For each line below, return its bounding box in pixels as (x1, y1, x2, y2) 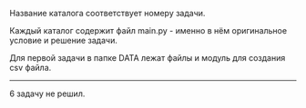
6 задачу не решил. (9, 88, 86, 99)
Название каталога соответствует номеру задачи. (9, 8, 206, 18)
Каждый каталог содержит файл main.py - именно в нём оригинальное (9, 25, 288, 35)
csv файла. (9, 63, 52, 73)
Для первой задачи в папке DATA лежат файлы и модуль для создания (9, 53, 286, 63)
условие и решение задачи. (9, 35, 118, 45)
